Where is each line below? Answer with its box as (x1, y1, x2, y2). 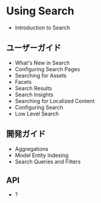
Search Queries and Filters (14, 157, 81, 165)
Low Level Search (14, 110, 59, 117)
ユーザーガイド (6, 43, 62, 53)
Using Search (6, 4, 75, 18)
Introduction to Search (14, 24, 71, 31)
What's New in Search (14, 59, 70, 66)
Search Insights (14, 91, 54, 98)
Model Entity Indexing (14, 152, 69, 159)
